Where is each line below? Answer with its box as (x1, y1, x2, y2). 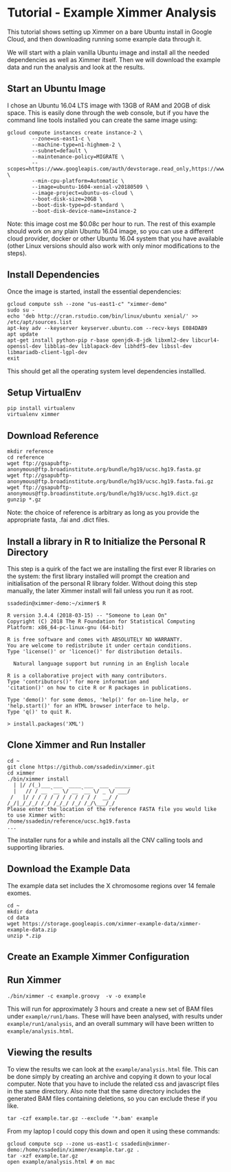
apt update (7, 331, 38, 338)
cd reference (7, 454, 45, 461)
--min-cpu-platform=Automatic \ (32, 177, 125, 184)
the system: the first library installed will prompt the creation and (7, 572, 190, 580)
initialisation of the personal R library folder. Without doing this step (7, 579, 198, 587)
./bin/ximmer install (7, 775, 69, 783)
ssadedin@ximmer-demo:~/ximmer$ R (7, 600, 107, 607)
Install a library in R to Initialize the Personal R (7, 535, 206, 547)
